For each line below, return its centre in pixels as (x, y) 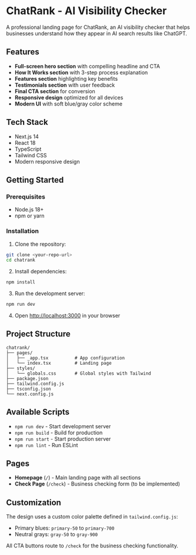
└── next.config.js (30, 394)
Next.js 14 (27, 136)
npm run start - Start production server (63, 439)
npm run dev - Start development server (63, 426)
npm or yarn (29, 216)
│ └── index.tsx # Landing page (59, 363)
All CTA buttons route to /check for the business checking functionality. (92, 546)
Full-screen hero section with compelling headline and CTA (87, 66)
